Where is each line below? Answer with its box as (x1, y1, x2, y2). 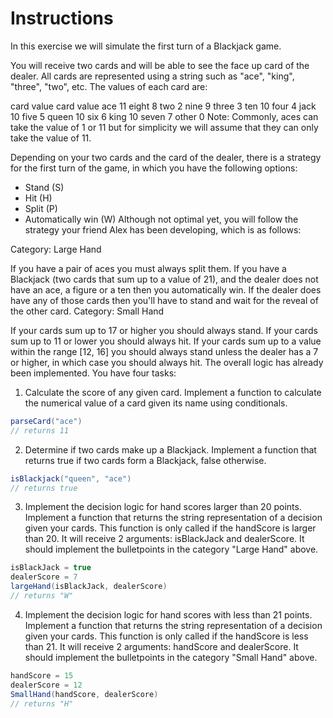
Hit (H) (24, 192, 53, 204)
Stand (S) (24, 181, 65, 193)
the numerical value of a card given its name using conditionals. (24, 397, 288, 409)
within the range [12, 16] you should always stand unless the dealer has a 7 (10, 345, 319, 357)
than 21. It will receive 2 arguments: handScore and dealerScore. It (24, 640, 299, 652)
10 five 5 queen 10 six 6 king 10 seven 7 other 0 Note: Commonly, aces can (10, 110, 319, 122)
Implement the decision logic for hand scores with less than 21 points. (24, 608, 313, 621)
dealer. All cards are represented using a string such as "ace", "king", (10, 70, 295, 82)
